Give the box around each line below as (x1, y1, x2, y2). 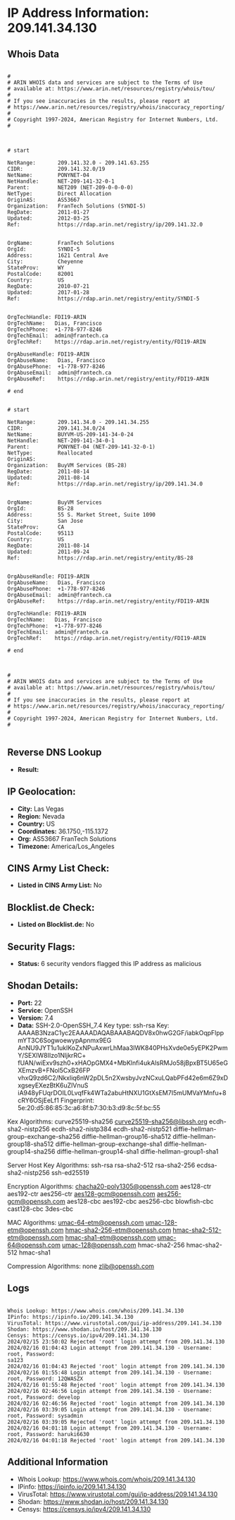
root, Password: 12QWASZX (7, 1375, 83, 1382)
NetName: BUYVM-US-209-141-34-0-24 (7, 431, 134, 438)
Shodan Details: (7, 979, 79, 992)
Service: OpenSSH (17, 1006, 73, 1014)
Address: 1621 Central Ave (7, 252, 109, 259)
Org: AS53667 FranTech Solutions (17, 834, 117, 843)
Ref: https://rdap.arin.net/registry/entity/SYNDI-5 (7, 295, 200, 302)
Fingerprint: (61, 1096, 95, 1104)
